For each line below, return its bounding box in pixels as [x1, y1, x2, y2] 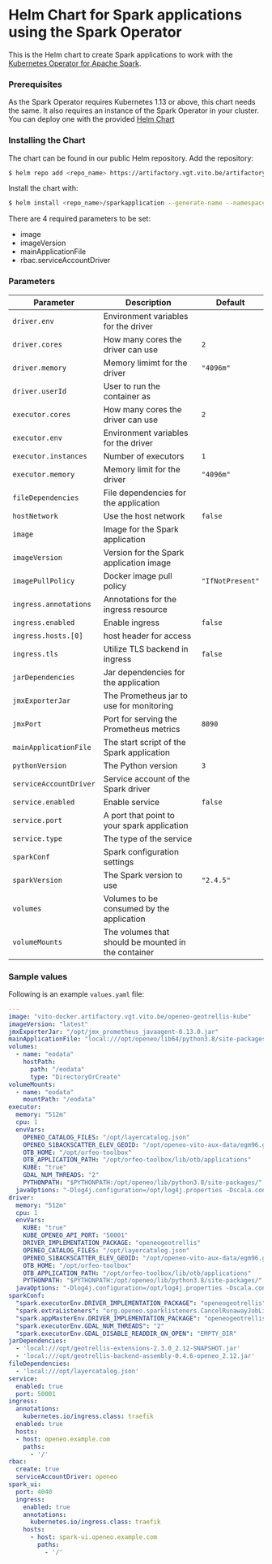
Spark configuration [103, 846, 180, 857]
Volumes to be [103, 893, 159, 904]
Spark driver [103, 783, 151, 795]
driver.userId [12, 386, 67, 395]
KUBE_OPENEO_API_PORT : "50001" [23, 1231, 129, 1239]
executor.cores [12, 410, 71, 419]
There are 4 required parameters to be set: [8, 213, 151, 224]
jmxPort [12, 719, 42, 728]
